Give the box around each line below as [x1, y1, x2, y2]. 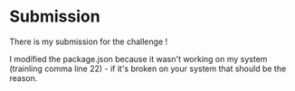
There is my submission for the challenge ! [9, 36, 168, 47]
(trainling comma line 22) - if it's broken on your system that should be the [9, 63, 287, 74]
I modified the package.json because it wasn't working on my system [9, 53, 268, 64]
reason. [9, 72, 38, 83]
